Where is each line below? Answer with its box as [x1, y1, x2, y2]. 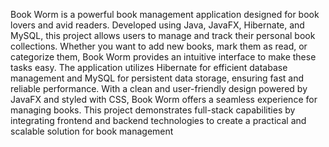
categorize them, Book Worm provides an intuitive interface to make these [10, 51, 317, 63]
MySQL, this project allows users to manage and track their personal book [10, 30, 316, 41]
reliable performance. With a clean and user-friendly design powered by [10, 83, 308, 94]
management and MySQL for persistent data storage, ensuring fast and [10, 72, 305, 84]
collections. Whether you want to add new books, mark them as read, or [10, 40, 308, 52]
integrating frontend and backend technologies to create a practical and [10, 115, 307, 126]
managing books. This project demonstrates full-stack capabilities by [10, 104, 296, 116]
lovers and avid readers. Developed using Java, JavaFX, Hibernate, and [10, 19, 305, 31]
